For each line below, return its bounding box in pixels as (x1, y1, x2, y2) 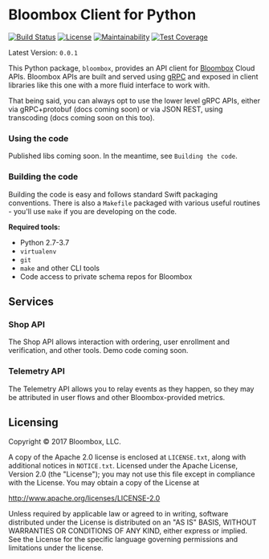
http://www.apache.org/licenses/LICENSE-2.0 (8, 493, 161, 503)
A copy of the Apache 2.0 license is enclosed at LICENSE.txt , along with (8, 452, 247, 462)
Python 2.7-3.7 (19, 237, 70, 247)
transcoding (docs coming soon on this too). (8, 112, 155, 122)
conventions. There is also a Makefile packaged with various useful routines (8, 198, 261, 208)
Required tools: (8, 222, 61, 232)
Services (8, 294, 55, 308)
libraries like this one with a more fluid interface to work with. (8, 80, 210, 90)
